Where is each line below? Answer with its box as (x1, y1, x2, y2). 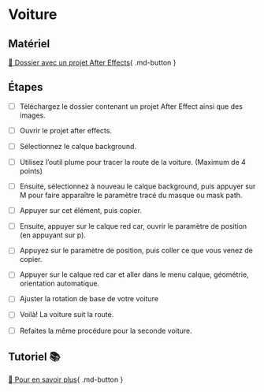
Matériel (8, 37, 50, 50)
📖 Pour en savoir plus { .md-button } (8, 375, 124, 384)
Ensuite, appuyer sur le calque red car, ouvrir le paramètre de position (19, 222, 247, 231)
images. (19, 110, 46, 120)
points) (19, 166, 43, 176)
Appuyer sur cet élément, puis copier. (19, 206, 142, 215)
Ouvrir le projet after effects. (19, 125, 113, 135)
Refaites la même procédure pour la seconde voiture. (19, 326, 193, 335)
